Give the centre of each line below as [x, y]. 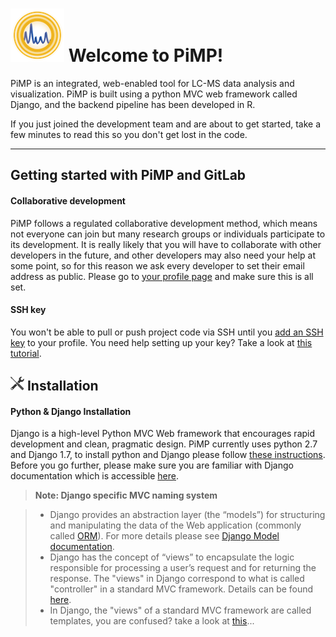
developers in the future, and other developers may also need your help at [163, 255]
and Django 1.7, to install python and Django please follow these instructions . [168, 455]
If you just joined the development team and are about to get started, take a [166, 124]
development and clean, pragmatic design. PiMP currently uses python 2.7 [164, 444]
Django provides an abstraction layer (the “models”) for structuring [187, 515]
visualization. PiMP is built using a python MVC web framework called [154, 94]
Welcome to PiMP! [146, 55]
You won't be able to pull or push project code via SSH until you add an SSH [167, 332]
